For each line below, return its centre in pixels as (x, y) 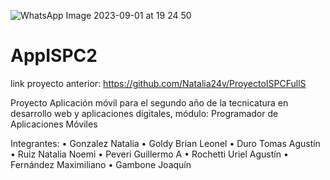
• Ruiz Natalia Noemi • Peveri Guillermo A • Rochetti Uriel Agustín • (149, 154)
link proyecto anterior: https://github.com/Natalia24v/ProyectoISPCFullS (158, 83)
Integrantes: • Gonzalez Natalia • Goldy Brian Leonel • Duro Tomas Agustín (165, 143)
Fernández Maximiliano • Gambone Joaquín (101, 164)
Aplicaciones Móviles (54, 124)
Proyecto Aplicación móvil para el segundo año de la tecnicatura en (149, 102)
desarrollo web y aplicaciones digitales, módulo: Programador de (144, 113)
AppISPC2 (54, 56)
